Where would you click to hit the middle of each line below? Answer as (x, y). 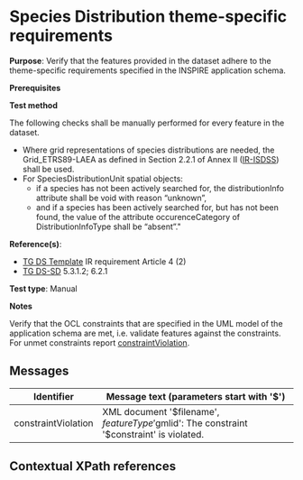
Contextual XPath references (93, 466)
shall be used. (48, 169)
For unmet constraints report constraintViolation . (100, 342)
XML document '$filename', (161, 411)
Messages (39, 371)
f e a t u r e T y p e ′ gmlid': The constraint (175, 423)
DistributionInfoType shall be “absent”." (109, 226)
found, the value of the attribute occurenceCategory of (138, 217)
